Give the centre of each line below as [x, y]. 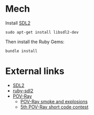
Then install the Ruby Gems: [35, 42]
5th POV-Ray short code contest [54, 107]
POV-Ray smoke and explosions [54, 101]
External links [35, 71]
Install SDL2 [18, 23]
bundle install [21, 51]
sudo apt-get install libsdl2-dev [42, 32]
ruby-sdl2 [23, 91]
